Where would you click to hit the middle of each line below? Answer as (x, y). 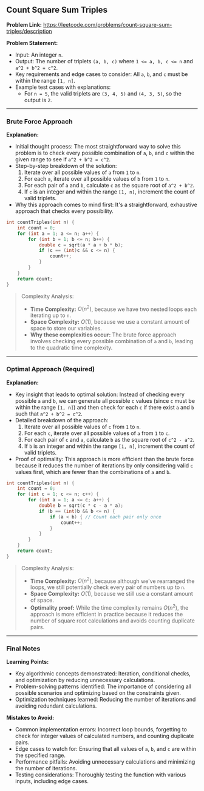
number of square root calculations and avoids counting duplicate (113, 621)
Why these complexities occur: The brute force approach (103, 335)
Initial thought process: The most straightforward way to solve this (98, 147)
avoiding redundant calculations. (56, 706)
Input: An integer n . (39, 55)
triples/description (29, 31)
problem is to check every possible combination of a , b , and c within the (105, 153)
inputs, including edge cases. (52, 781)
